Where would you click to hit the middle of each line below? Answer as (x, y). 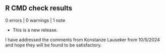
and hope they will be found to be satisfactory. (53, 45)
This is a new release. (35, 30)
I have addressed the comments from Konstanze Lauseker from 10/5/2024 (83, 39)
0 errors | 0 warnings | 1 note (35, 20)
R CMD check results (39, 8)
